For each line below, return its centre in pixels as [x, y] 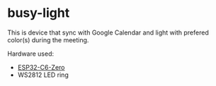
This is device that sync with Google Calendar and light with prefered [108, 32]
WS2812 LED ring [43, 75]
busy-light [39, 13]
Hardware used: [31, 54]
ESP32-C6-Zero [41, 67]
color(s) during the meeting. [48, 39]
